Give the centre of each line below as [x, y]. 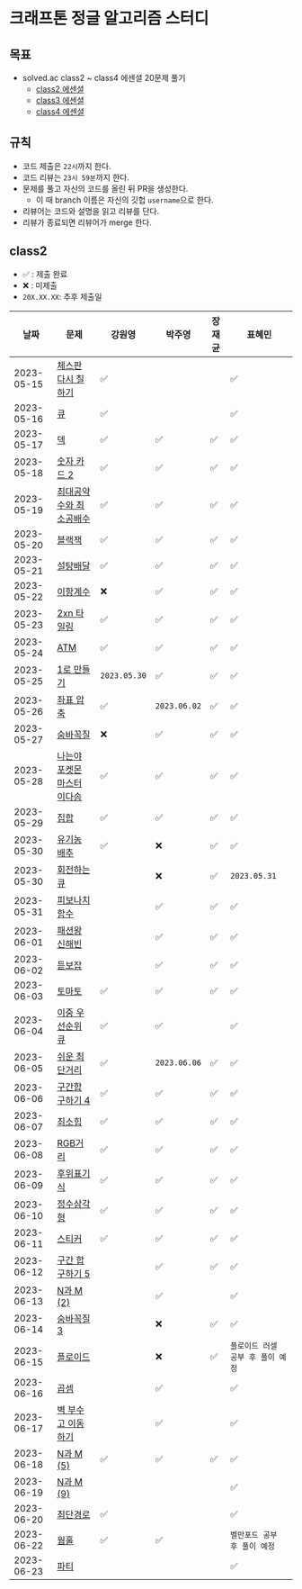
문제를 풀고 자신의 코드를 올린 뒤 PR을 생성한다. [105, 188]
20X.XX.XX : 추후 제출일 [62, 296]
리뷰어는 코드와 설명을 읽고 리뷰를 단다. [91, 211]
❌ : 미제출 [40, 285]
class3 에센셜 [60, 100]
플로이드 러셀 [254, 1345]
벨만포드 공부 [254, 1535]
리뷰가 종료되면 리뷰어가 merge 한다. [87, 222]
